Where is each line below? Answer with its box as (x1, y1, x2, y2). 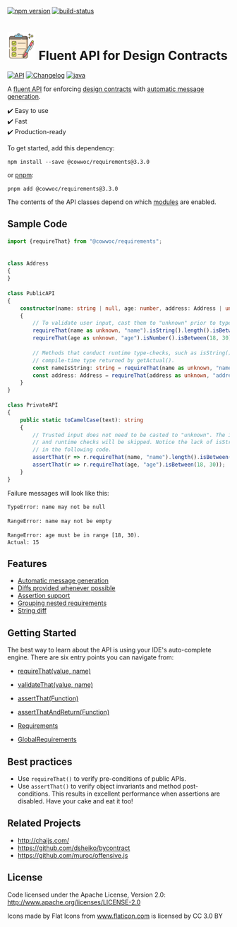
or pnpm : (7, 170, 34, 179)
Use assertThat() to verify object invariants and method (17, 782, 181, 791)
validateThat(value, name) (17, 681, 94, 689)
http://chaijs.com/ (17, 836, 69, 844)
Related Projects (7, 818, 81, 830)
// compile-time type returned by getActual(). (32, 357, 175, 364)
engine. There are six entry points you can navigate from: (7, 653, 174, 662)
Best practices (7, 755, 73, 767)
